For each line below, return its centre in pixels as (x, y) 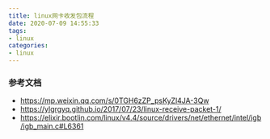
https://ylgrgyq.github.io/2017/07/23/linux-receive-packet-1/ (121, 109)
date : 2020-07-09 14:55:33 (54, 23)
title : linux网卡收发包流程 (51, 16)
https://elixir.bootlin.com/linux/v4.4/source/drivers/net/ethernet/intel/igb (141, 118)
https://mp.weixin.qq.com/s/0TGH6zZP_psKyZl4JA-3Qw (114, 100)
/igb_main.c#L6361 (52, 126)
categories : (28, 46)
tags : (17, 31)
